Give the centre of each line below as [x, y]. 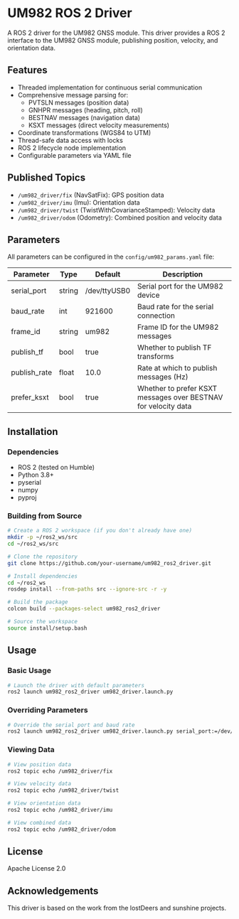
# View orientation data [44, 804]
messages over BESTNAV [180, 397]
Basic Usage [30, 671]
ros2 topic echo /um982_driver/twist [63, 790]
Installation [33, 431]
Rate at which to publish [177, 368]
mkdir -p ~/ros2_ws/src [43, 537]
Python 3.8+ [36, 475]
